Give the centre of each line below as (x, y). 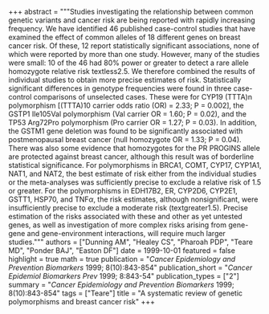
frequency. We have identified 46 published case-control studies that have (132, 29)
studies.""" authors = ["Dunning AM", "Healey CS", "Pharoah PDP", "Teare (130, 242)
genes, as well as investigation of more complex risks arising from (118, 225)
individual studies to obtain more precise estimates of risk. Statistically (125, 80)
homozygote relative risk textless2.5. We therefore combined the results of (132, 71)
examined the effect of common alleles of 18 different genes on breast (124, 37)
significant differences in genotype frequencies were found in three (120, 88)
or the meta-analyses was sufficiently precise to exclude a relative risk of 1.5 (135, 182)
